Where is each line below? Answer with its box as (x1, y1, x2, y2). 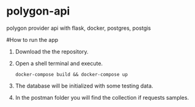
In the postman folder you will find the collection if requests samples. (15, 94, 189, 101)
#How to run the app (6, 36, 59, 43)
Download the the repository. (15, 47, 89, 55)
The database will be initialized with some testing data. (15, 82, 153, 89)
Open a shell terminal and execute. (15, 60, 103, 67)
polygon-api (6, 4, 70, 18)
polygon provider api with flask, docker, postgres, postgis (6, 24, 151, 32)
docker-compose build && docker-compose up (15, 71, 128, 77)
